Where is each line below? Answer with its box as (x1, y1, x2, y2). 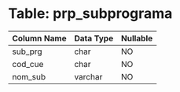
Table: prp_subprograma (8, 5, 173, 23)
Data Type (74, 33, 114, 44)
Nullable (120, 33, 153, 44)
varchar (74, 71, 103, 82)
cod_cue (12, 58, 44, 69)
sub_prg (12, 46, 42, 57)
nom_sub (12, 71, 46, 82)
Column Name (12, 33, 67, 44)
